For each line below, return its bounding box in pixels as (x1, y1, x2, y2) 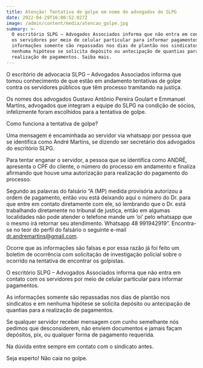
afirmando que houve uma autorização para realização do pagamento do (6, 169, 188, 176)
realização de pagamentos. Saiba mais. (11, 54, 112, 60)
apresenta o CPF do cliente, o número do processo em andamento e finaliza (6, 162, 196, 170)
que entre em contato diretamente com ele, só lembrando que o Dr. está (6, 200, 186, 207)
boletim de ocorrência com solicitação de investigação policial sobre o (6, 250, 182, 258)
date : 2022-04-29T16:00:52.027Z (6, 15, 88, 21)
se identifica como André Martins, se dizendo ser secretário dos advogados (6, 138, 195, 146)
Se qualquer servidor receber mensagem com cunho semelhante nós (6, 318, 179, 325)
